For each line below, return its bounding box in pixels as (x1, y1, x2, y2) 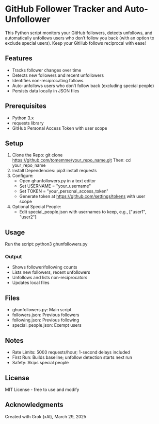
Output (5, 253, 22, 260)
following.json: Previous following (12, 317, 79, 323)
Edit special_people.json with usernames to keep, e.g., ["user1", (19, 209, 146, 215)
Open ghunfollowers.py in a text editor (19, 178, 96, 184)
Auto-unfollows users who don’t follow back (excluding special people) (12, 83, 154, 88)
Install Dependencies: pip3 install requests (12, 168, 97, 174)
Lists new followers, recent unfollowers (12, 269, 91, 275)
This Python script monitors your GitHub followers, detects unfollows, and (5, 30, 153, 35)
